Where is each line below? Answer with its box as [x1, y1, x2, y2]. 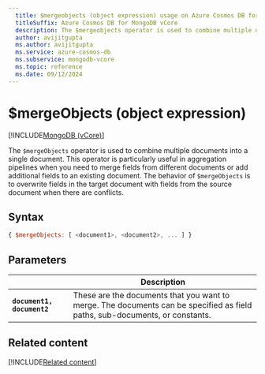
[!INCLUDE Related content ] [8, 357, 97, 367]
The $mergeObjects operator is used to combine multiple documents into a [8, 145, 248, 155]
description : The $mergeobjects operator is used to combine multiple [15, 26, 252, 34]
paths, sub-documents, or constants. [73, 309, 211, 320]
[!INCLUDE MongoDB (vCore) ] [8, 130, 105, 140]
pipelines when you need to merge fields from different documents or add [8, 163, 248, 172]
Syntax [8, 210, 44, 223]
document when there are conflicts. [8, 187, 125, 197]
